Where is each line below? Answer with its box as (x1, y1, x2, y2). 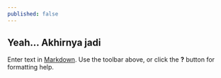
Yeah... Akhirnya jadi (7, 37, 101, 49)
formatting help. (7, 63, 55, 72)
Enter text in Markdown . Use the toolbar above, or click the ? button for (7, 55, 215, 64)
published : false (7, 10, 59, 18)
